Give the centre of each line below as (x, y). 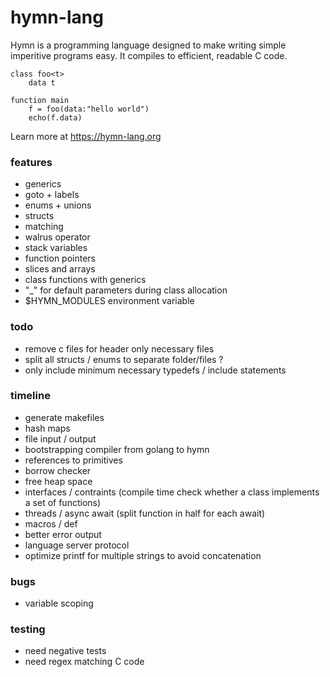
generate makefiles (64, 417)
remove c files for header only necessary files (119, 348)
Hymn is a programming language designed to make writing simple (148, 45)
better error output (63, 534)
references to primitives (73, 460)
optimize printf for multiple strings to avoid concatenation (143, 555)
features (31, 162)
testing (28, 629)
